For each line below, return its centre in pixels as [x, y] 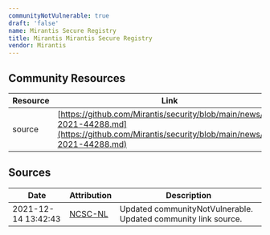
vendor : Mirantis [37, 46]
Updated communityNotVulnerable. [186, 209]
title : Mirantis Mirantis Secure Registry [80, 38]
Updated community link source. [181, 219]
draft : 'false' [34, 23]
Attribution [91, 195]
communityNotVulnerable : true [59, 16]
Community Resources [67, 78]
